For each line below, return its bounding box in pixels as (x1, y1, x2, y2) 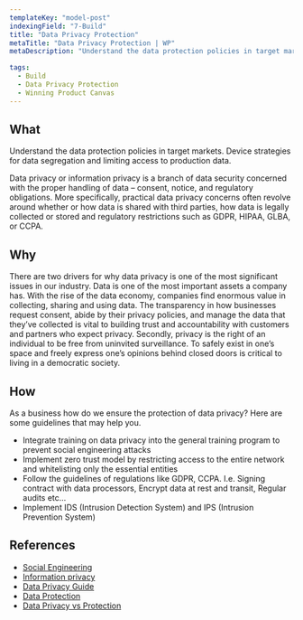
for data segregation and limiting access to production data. (9, 155, 232, 166)
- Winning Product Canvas (17, 88, 115, 98)
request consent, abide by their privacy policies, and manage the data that (9, 309, 286, 321)
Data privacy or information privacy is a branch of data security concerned (9, 173, 287, 183)
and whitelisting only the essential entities (22, 464, 179, 474)
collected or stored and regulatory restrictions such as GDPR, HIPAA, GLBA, (9, 211, 291, 222)
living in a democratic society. (9, 358, 121, 369)
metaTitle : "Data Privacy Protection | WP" (9, 38, 176, 48)
